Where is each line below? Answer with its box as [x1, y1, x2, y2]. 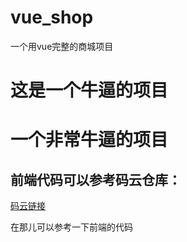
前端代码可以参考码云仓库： [10, 171, 182, 188]
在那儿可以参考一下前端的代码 [10, 221, 133, 233]
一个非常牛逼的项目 [10, 129, 169, 151]
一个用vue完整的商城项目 [10, 40, 114, 52]
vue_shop [10, 6, 94, 29]
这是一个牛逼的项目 [10, 79, 169, 102]
